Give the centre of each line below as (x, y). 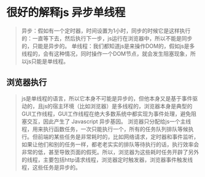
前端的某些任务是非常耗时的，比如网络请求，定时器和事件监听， (118, 137)
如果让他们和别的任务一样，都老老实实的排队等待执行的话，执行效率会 (110, 144)
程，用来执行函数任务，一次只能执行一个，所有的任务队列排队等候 (105, 129)
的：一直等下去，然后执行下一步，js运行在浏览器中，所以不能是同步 (107, 38)
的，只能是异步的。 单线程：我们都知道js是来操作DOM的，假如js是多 (108, 46)
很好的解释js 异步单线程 (66, 13)
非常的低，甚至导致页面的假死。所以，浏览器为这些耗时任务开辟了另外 (110, 152)
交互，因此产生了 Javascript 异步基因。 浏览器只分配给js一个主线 (109, 121)
